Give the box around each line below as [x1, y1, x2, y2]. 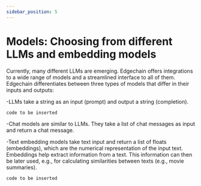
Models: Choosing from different [6, 34, 173, 48]
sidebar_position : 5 [6, 8, 58, 15]
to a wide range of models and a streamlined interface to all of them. [6, 73, 176, 81]
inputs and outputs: [6, 86, 54, 94]
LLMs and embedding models [6, 47, 157, 61]
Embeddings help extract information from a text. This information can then [6, 151, 193, 158]
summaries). [6, 163, 37, 171]
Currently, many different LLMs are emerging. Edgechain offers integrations [6, 67, 193, 74]
